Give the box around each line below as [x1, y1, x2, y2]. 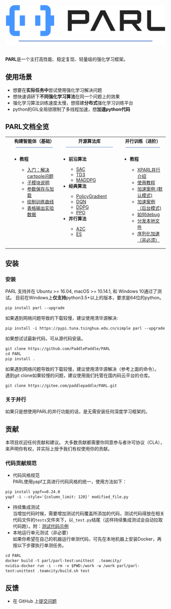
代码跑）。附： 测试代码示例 [12, 523, 69, 529]
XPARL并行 [137, 166, 161, 173]
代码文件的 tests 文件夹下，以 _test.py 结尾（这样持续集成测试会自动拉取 [12, 517, 163, 523]
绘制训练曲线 [27, 198, 54, 205]
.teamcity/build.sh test [37, 569, 90, 574]
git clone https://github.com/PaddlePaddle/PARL [5, 346, 110, 351]
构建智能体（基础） [14, 138, 55, 144]
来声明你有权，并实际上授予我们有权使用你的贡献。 [5, 446, 112, 452]
